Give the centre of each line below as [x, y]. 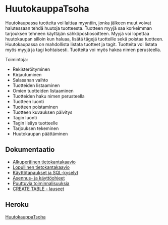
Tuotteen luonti [28, 101]
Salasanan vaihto [30, 80]
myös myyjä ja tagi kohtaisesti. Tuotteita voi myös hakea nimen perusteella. [83, 50]
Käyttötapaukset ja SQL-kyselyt [45, 172]
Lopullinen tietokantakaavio [41, 167]
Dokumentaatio [30, 150]
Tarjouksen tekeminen [36, 128]
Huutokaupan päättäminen [40, 133]
